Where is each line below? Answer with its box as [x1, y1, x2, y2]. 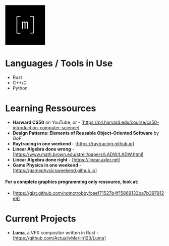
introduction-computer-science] [12, 124, 80, 130]
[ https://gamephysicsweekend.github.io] [12, 167, 97, 173]
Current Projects [5, 213, 76, 224]
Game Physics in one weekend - [12, 162, 82, 168]
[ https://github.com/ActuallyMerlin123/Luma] [12, 235, 106, 241]
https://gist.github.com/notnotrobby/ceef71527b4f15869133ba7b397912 [14, 190, 164, 196]
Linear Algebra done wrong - [12, 146, 75, 152]
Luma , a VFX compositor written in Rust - [12, 230, 99, 236]
